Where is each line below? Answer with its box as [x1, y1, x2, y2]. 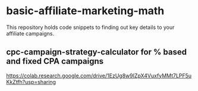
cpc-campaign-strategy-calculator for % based [6, 47, 187, 57]
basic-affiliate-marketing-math [6, 4, 165, 18]
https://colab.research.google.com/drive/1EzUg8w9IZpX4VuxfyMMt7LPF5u [6, 72, 192, 79]
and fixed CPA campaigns [6, 56, 104, 66]
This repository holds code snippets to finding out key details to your [6, 24, 175, 31]
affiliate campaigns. [6, 30, 55, 37]
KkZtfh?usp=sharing [6, 78, 56, 85]
